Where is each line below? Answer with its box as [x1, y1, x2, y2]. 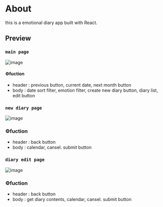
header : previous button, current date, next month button [12, 82, 131, 88]
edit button [12, 92, 35, 98]
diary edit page [5, 157, 45, 163]
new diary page [5, 105, 42, 111]
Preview [5, 34, 31, 43]
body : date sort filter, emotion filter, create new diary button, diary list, [12, 87, 158, 93]
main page [5, 49, 29, 55]
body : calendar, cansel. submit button [12, 144, 91, 150]
